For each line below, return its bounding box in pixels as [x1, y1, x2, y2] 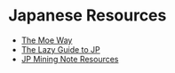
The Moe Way [20, 35, 73, 45]
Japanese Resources [8, 5, 167, 26]
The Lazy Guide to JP [20, 44, 101, 54]
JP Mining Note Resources [20, 53, 119, 64]
